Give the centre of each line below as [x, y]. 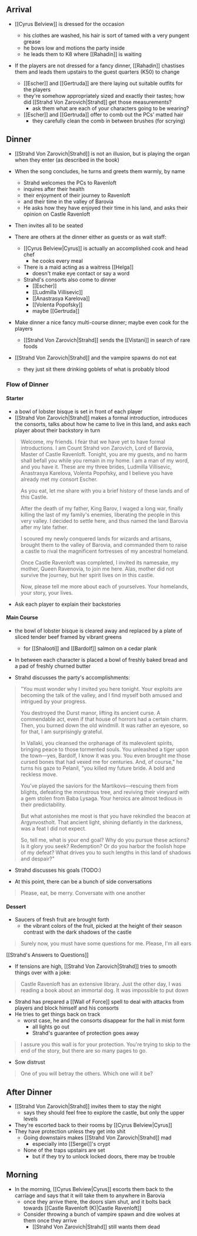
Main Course [22, 618]
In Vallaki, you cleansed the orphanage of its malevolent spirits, [97, 743]
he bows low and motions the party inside [74, 48]
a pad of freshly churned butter [53, 666]
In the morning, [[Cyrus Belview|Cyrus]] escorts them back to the [94, 1189]
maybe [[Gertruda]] [56, 311]
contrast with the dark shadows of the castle [78, 932]
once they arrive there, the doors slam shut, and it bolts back [97, 1201]
